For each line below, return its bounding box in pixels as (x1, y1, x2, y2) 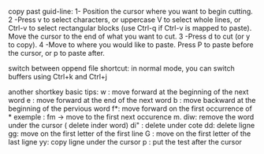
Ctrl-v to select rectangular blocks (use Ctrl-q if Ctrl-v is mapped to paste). (8, 24, 252, 32)
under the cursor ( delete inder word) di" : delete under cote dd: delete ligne (8, 121, 255, 130)
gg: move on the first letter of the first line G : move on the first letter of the (8, 129, 251, 138)
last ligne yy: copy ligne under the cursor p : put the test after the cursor (8, 137, 243, 146)
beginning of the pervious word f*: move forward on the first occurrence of (8, 104, 252, 113)
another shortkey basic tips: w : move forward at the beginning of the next (8, 87, 249, 97)
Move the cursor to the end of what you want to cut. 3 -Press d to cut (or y (8, 31, 251, 41)
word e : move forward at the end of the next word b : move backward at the (8, 96, 256, 104)
